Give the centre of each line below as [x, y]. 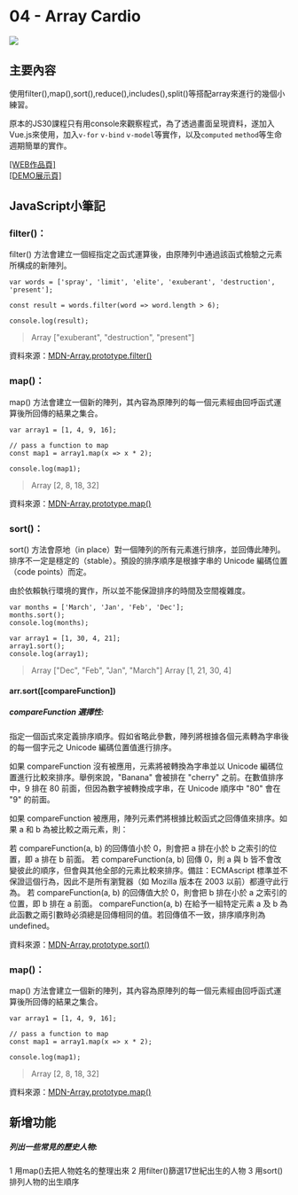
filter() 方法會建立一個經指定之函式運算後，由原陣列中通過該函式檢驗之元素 [146, 254]
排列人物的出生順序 [44, 1182]
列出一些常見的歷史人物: [53, 1146]
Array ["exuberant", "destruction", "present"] [113, 338]
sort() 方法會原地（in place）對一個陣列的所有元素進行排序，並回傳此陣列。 [147, 550]
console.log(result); [49, 321]
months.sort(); [37, 615]
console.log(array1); [49, 654]
